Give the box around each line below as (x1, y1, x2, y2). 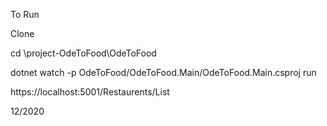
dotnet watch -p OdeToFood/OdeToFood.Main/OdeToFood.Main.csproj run (10, 67, 317, 78)
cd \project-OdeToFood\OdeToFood (10, 47, 157, 59)
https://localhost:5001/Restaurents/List (10, 86, 170, 98)
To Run (10, 9, 40, 20)
